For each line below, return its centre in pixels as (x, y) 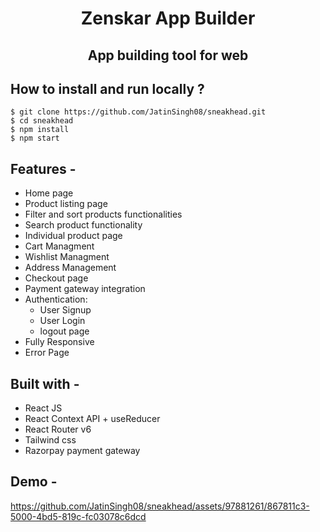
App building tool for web (168, 55)
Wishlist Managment (67, 257)
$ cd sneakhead (42, 121)
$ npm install (40, 130)
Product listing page (66, 204)
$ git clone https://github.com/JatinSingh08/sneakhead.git (138, 112)
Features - (43, 168)
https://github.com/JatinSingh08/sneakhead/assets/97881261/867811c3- (160, 506)
